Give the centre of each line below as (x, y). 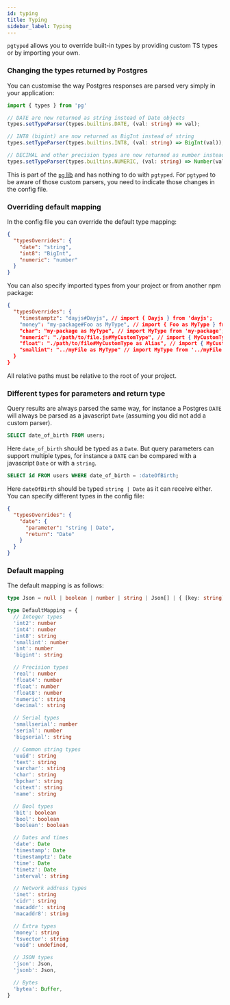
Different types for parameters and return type (86, 393)
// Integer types (38, 617)
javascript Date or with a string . (52, 463)
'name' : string (35, 794)
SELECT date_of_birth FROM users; (56, 435)
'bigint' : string (38, 655)
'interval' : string (41, 876)
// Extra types (35, 926)
